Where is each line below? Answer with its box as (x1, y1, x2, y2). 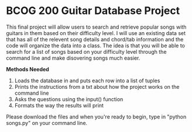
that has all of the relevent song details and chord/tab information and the (6, 36, 184, 43)
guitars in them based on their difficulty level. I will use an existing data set (6, 29, 186, 36)
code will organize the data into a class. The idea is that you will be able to (6, 42, 186, 49)
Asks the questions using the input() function (14, 95, 124, 103)
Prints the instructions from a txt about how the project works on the (14, 83, 180, 90)
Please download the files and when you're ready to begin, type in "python (6, 113, 187, 120)
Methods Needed (6, 65, 50, 72)
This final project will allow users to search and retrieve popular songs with (6, 23, 187, 30)
